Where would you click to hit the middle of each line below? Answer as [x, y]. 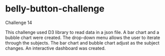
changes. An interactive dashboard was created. [56, 48]
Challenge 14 [19, 22]
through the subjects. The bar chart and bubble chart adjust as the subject [82, 42]
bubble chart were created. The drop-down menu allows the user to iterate [83, 37]
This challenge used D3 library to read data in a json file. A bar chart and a [82, 32]
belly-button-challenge [55, 9]
